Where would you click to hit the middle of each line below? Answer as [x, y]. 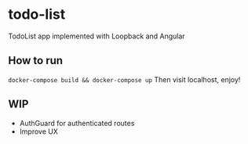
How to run [36, 61]
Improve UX [39, 131]
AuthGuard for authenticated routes [77, 123]
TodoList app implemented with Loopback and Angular [97, 36]
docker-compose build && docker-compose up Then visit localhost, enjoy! [124, 79]
